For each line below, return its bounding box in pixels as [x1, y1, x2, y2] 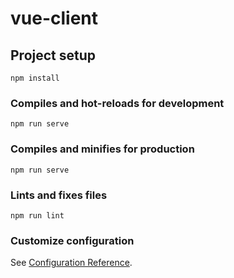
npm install [10, 73, 60, 83]
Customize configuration [10, 233, 135, 247]
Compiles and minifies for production [10, 142, 195, 156]
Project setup [10, 47, 97, 64]
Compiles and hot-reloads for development [10, 96, 225, 110]
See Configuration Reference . [10, 257, 133, 269]
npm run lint [10, 210, 65, 221]
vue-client [10, 7, 99, 30]
